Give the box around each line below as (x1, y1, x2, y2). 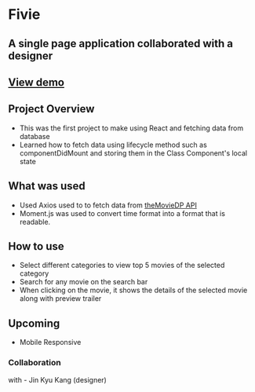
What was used (8, 179, 86, 193)
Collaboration (8, 357, 61, 368)
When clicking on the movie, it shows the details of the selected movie (19, 285, 248, 295)
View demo (8, 75, 65, 89)
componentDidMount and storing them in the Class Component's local (19, 148, 248, 158)
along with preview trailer (19, 294, 102, 303)
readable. (19, 217, 51, 226)
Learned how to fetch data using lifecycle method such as (19, 140, 208, 149)
